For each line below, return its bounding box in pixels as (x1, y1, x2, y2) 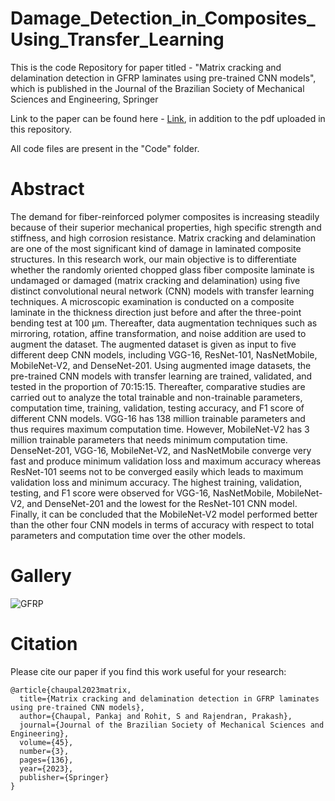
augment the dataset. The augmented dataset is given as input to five (10, 338, 297, 350)
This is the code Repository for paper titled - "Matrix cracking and (10, 61, 282, 73)
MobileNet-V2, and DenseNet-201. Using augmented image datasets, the (10, 359, 312, 371)
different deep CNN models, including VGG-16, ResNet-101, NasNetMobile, (10, 348, 318, 361)
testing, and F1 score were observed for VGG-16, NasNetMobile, (10, 487, 275, 499)
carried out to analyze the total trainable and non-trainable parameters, (10, 391, 303, 403)
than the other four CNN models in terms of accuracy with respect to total (10, 518, 315, 531)
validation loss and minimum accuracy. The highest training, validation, (10, 476, 303, 488)
